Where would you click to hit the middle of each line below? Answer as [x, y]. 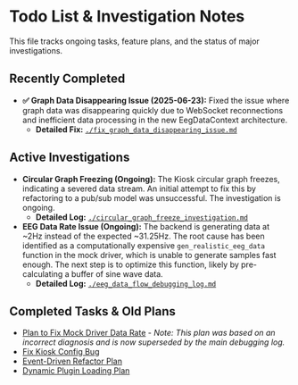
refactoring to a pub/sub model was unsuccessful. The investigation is [151, 197]
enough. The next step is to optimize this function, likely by [130, 264]
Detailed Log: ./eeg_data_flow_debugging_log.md [126, 283]
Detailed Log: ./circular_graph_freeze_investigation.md [141, 217]
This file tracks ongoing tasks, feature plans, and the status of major [135, 41]
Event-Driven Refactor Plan [72, 361]
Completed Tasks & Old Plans [93, 311]
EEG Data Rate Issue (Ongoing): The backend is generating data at [146, 226]
